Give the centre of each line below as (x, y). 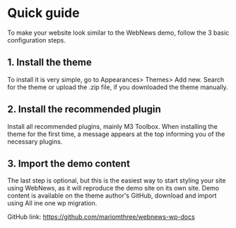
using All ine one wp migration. (52, 203)
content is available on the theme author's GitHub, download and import (112, 195)
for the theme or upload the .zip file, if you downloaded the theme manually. (118, 87)
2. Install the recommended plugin (84, 109)
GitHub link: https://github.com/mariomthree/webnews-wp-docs (101, 217)
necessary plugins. (35, 141)
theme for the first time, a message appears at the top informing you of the (116, 134)
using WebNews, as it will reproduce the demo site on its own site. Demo (113, 188)
